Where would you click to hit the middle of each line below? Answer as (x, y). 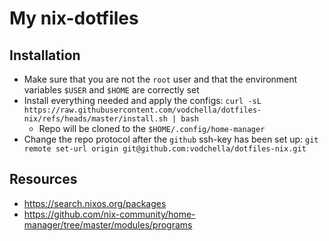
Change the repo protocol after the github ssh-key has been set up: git (171, 139)
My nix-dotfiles (74, 18)
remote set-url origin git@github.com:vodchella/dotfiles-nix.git (165, 149)
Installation (45, 55)
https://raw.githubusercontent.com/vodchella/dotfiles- (142, 110)
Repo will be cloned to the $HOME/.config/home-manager (152, 128)
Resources (43, 179)
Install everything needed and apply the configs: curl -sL (142, 100)
